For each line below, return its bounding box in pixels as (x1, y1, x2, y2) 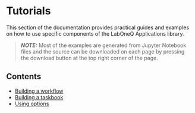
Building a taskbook (14, 93, 64, 101)
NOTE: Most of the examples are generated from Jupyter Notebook (20, 42, 187, 49)
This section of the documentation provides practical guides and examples (6, 24, 189, 31)
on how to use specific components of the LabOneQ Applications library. (6, 30, 184, 37)
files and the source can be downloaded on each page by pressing (20, 48, 185, 55)
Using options (14, 100, 49, 107)
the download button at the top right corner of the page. (20, 54, 159, 61)
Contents (6, 71, 42, 81)
